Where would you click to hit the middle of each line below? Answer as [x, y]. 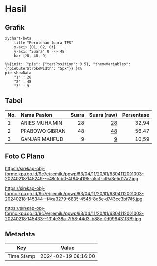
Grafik [15, 27]
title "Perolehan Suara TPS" [44, 43]
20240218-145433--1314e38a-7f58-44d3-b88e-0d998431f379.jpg [73, 219]
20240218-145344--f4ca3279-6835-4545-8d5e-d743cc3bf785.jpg [74, 199]
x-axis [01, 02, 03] [35, 47]
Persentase [136, 115]
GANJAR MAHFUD [42, 139]
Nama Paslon [36, 115]
